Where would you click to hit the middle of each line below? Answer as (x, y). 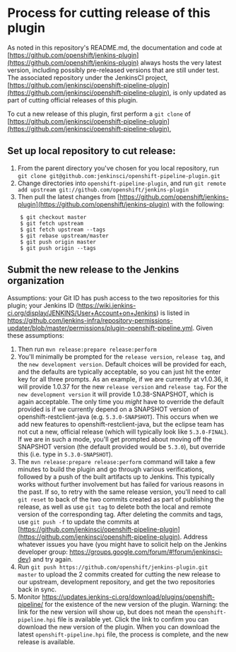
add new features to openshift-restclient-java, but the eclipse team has (121, 424)
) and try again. (51, 559)
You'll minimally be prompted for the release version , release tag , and (121, 356)
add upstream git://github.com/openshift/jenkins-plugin (103, 190)
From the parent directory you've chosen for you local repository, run (118, 168)
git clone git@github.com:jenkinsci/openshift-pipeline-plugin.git (119, 176)
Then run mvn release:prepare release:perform (87, 349)
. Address (194, 537)
